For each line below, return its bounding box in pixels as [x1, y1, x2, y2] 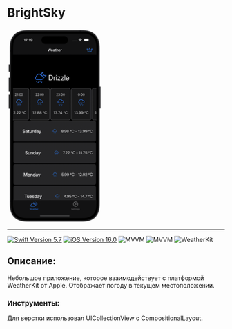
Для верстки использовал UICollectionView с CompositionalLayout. [7, 314, 204, 322]
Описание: [7, 255, 57, 267]
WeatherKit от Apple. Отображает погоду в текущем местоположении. [7, 281, 215, 289]
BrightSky [7, 5, 66, 21]
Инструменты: [7, 298, 60, 308]
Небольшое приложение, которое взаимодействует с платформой [7, 274, 204, 282]
